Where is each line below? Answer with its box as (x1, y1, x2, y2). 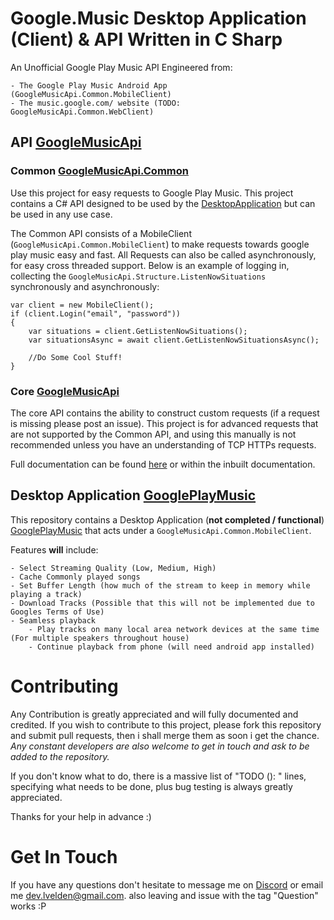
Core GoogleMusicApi (10, 384, 120, 398)
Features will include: (10, 543, 99, 556)
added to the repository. (10, 750, 110, 762)
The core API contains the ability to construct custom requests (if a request (10, 407, 320, 419)
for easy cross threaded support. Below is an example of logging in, (10, 259, 290, 271)
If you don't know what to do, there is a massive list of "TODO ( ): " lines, (10, 770, 307, 782)
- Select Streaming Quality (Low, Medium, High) (10, 563, 217, 573)
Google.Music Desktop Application (10, 7, 307, 30)
